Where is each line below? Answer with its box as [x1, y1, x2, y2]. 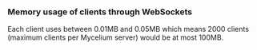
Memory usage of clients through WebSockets [7, 6, 193, 17]
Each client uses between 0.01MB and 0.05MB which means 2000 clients [7, 25, 250, 34]
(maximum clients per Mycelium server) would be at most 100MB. [7, 33, 224, 42]
